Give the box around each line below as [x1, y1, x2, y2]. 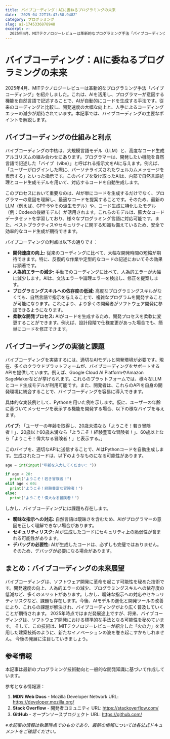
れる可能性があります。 [12, 535, 62, 541]
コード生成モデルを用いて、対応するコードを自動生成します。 [14, 179, 142, 185]
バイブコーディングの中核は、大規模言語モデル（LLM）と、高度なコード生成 [5, 147, 164, 153]
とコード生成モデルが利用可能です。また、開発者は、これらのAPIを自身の [5, 382, 158, 388]
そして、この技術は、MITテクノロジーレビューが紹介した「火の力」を [15, 623, 160, 629]
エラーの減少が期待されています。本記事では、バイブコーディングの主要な [5, 110, 160, 116]
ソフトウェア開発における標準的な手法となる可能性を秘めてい [31, 617, 160, 623]
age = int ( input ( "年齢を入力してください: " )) [5, 463, 97, 468]
